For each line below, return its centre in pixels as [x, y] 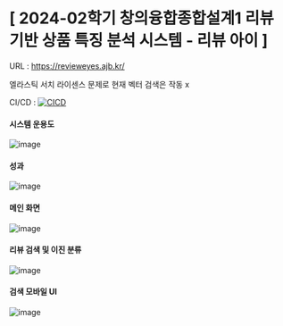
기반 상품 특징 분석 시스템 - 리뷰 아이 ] [139, 41]
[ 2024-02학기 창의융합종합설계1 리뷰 [141, 18]
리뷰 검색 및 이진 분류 [46, 250]
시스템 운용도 [32, 124]
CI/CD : [23, 102]
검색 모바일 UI [33, 292]
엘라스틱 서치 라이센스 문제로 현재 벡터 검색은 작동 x [100, 84]
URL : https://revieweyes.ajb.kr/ [67, 66]
